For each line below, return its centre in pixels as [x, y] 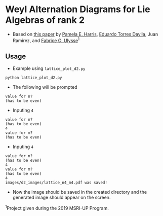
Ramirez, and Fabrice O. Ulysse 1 [46, 40]
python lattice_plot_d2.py [34, 78]
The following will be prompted [45, 87]
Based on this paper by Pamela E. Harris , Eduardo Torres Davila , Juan [85, 34]
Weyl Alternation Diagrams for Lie [78, 9]
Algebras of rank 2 [45, 20]
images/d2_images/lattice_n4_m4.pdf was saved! [56, 183]
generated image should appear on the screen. [62, 197]
